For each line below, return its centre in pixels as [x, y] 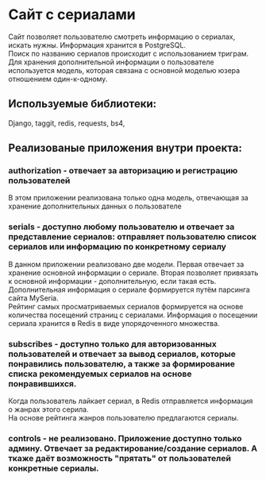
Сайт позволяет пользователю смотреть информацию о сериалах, [122, 37]
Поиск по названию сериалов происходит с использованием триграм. [129, 53]
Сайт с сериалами [72, 15]
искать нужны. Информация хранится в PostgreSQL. [97, 45]
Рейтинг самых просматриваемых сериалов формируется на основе [126, 306]
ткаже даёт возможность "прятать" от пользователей [120, 458]
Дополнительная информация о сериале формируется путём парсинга [129, 289]
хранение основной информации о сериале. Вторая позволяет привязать [133, 273]
